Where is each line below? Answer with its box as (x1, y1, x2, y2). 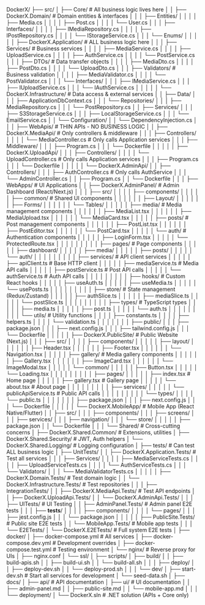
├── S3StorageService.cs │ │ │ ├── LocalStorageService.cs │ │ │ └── (6, 110, 189, 117)
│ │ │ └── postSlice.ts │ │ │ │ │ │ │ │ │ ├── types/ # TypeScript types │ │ (6, 299, 197, 306)
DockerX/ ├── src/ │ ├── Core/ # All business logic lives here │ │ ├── (6, 6, 187, 13)
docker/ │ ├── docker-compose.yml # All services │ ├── (6, 533, 152, 540)
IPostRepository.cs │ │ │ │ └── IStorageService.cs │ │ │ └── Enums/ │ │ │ (6, 32, 198, 39)
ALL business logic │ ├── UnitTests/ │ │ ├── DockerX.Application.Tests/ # (6, 448, 196, 456)
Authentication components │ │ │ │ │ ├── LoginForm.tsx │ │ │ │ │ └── (6, 233, 188, 241)
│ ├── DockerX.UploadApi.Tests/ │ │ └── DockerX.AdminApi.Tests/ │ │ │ (6, 494, 194, 501)
